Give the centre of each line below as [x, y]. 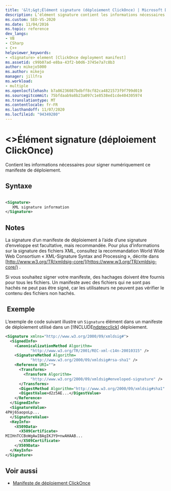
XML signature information [41, 207]
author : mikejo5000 [26, 67]
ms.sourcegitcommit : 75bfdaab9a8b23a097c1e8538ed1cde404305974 [74, 95]
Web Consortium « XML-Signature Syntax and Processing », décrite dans [82, 256]
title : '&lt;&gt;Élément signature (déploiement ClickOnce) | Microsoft [84, 10]
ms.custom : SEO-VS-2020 [31, 19]
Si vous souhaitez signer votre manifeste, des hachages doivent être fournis [85, 277]
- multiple [17, 86]
